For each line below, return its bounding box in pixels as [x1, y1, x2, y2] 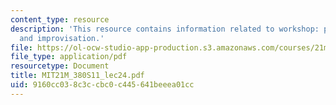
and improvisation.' [19, 33, 105, 43]
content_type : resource [10, 14, 110, 25]
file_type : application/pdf [10, 52, 128, 62]
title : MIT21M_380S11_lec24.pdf [10, 71, 145, 81]
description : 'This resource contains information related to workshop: [10, 24, 320, 34]
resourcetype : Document [10, 61, 110, 71]
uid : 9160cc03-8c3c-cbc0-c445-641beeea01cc [10, 80, 195, 90]
